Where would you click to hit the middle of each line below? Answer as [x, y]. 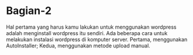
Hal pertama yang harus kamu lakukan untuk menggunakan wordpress [91, 27]
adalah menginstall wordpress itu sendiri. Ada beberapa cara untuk [87, 33]
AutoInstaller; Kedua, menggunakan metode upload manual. [78, 46]
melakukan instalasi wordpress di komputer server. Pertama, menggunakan [97, 39]
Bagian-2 [29, 11]
